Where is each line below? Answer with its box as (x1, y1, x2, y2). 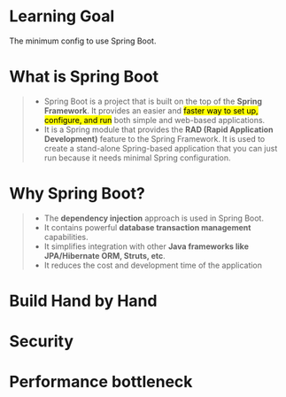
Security (9, 331, 73, 352)
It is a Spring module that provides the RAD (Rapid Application (43, 124, 274, 135)
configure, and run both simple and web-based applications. (43, 114, 266, 125)
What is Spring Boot (9, 66, 159, 87)
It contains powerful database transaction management (43, 222, 251, 232)
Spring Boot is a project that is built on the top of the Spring (43, 96, 263, 106)
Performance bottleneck (9, 372, 193, 392)
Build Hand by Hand (9, 291, 158, 311)
